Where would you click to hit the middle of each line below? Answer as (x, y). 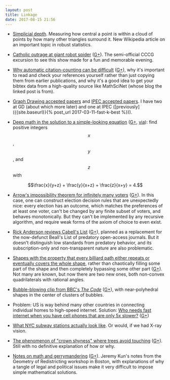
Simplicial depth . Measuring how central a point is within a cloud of (83, 34)
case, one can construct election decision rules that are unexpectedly (86, 200)
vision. (20, 331)
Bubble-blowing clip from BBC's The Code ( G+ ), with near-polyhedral (85, 290)
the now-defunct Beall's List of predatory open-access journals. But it (86, 237)
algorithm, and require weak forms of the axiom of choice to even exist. (87, 222)
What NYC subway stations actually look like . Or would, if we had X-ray (87, 325)
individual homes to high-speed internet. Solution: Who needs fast (82, 310)
